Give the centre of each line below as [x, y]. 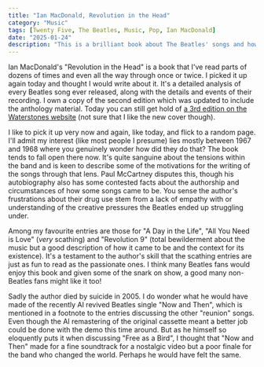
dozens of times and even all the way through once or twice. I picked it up [128, 75]
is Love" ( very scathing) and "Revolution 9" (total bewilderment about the [127, 240]
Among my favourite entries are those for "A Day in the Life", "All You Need [129, 231]
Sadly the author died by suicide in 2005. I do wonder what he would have [128, 296]
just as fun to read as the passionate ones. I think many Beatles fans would [129, 265]
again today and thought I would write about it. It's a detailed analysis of [125, 84]
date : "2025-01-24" [40, 37]
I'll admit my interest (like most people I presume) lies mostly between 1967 [130, 141]
